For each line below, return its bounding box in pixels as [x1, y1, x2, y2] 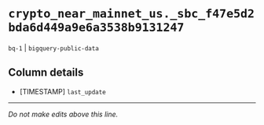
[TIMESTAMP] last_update [19, 86, 106, 96]
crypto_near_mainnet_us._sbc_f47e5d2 [8, 6, 255, 21]
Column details [8, 66, 84, 79]
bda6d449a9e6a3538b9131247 [8, 20, 185, 35]
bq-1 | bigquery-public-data [8, 42, 100, 53]
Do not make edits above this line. [8, 109, 119, 119]
